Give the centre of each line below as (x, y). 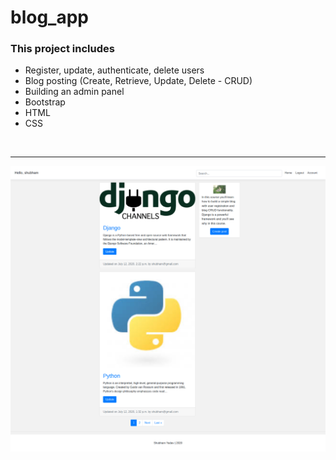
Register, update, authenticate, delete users (114, 70)
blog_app (49, 17)
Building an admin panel (74, 92)
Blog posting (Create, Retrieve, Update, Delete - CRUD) (138, 81)
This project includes (62, 49)
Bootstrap (45, 102)
